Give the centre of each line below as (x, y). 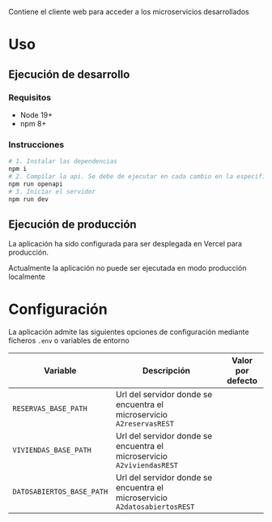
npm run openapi (36, 184)
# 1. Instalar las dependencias (63, 161)
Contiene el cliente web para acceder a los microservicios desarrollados (129, 12)
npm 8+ (33, 123)
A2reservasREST (145, 424)
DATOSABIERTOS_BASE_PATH (60, 492)
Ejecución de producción (72, 224)
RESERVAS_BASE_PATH (50, 409)
